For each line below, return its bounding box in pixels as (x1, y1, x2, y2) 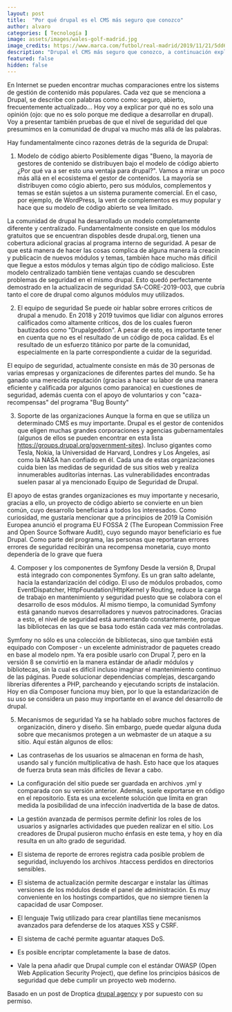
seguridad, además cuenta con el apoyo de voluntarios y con (7, 391, 182, 399)
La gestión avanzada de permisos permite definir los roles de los (17, 815, 202, 823)
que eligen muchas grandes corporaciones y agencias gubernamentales (17, 426, 224, 434)
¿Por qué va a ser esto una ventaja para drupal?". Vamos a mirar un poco (17, 166, 225, 175)
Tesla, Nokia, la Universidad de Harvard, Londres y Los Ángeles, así (17, 448, 211, 456)
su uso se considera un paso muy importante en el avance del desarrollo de (7, 694, 223, 703)
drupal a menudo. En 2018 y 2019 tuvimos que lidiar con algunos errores (17, 311, 224, 319)
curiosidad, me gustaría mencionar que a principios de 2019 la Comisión (7, 513, 213, 522)
